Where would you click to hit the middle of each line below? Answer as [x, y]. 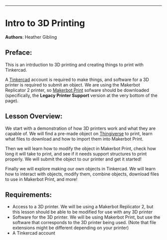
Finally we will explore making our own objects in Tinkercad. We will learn [80, 168]
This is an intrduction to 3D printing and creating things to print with [75, 65]
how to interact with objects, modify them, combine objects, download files [82, 174]
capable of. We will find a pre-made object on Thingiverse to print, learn [79, 133]
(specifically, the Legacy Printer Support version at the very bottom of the [81, 95]
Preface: [19, 53]
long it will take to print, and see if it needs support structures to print [76, 154]
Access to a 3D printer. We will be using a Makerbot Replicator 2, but [83, 207]
